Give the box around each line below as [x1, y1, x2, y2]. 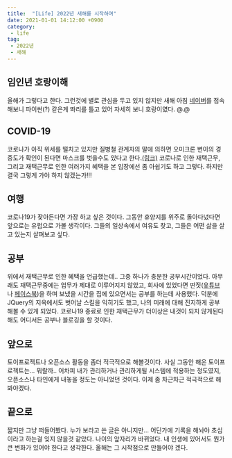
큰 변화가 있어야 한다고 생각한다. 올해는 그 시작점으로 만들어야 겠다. [7, 443, 188, 452]
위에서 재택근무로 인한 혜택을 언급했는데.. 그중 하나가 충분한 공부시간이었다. [7, 272, 211, 281]
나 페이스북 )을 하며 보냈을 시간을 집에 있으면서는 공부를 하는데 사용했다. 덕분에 [7, 290, 218, 298]
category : [7, 23, 36, 30]
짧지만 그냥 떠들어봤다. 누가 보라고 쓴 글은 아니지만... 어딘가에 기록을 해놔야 [7, 425, 210, 434]
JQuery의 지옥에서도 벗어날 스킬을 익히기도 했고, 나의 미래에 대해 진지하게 [7, 298, 208, 306]
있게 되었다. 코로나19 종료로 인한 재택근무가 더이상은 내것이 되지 [27, 307, 200, 316]
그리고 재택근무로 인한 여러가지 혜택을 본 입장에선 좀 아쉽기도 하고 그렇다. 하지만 [7, 162, 224, 170]
